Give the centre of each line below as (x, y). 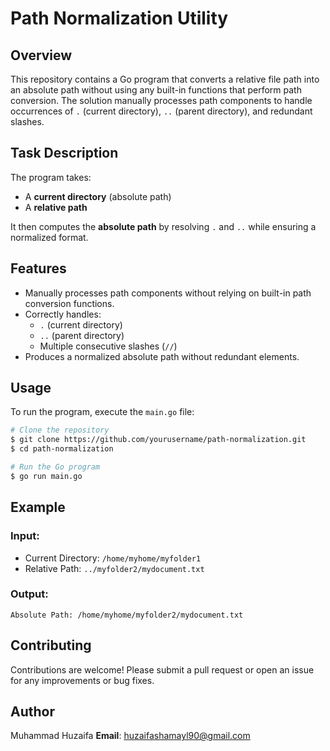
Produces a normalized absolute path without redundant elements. (162, 356)
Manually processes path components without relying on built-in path (168, 293)
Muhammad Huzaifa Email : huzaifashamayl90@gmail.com (130, 736)
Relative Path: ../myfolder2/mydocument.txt (114, 568)
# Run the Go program (55, 467)
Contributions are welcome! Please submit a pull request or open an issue (162, 669)
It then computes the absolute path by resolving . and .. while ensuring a (163, 226)
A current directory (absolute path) (98, 196)
